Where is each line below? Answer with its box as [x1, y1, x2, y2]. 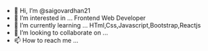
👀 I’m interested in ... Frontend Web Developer [13, 14, 146, 22]
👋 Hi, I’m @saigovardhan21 [13, 7, 90, 14]
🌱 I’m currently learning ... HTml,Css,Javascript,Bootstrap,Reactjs [13, 21, 201, 29]
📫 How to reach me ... [13, 37, 79, 44]
